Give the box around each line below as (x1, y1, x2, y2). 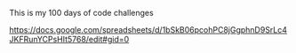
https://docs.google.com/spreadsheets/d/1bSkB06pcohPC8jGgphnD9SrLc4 (9, 25, 287, 34)
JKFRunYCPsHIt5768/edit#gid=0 (9, 34, 130, 44)
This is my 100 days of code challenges (9, 8, 154, 18)
